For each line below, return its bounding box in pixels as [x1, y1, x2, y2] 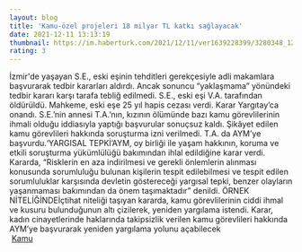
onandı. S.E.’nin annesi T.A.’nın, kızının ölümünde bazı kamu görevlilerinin [9, 109, 280, 120]
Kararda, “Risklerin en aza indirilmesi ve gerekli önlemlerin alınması [9, 157, 257, 168]
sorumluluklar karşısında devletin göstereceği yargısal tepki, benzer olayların [9, 176, 293, 187]
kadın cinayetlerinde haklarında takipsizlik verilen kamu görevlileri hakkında [9, 214, 289, 225]
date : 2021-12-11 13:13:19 [9, 30, 111, 39]
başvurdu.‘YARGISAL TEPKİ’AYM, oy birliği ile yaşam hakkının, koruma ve [9, 138, 280, 149]
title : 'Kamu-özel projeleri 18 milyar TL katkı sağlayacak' [9, 22, 244, 30]
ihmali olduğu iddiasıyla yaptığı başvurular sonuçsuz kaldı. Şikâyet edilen [9, 118, 279, 130]
